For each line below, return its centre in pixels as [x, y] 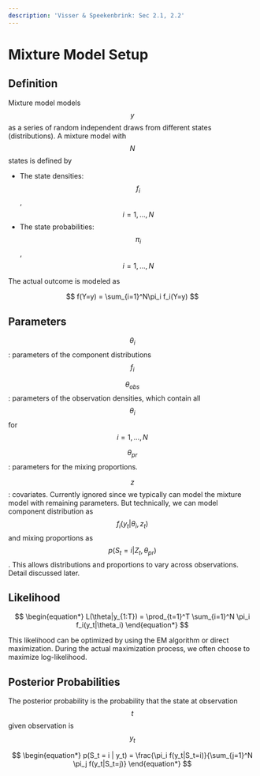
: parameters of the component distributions [80, 354]
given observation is [41, 726]
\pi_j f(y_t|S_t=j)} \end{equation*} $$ [132, 764]
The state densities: [52, 175]
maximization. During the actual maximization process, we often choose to [129, 649]
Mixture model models [45, 103]
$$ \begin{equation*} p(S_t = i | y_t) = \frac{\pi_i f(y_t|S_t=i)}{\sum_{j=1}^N [132, 755]
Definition [33, 84]
